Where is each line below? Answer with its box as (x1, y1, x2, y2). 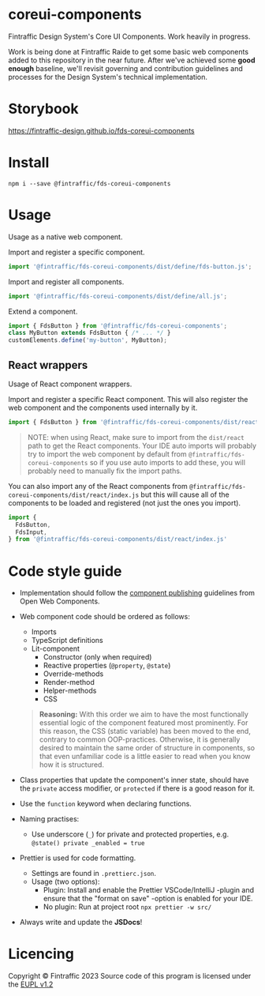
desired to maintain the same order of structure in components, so (39, 743, 255, 753)
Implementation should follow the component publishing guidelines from (19, 588, 255, 598)
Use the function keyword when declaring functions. (19, 799, 192, 809)
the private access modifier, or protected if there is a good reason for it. (19, 784, 255, 793)
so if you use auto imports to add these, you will (89, 457, 246, 467)
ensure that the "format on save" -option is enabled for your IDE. (43, 894, 254, 904)
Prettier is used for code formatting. (19, 853, 136, 863)
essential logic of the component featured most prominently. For (39, 718, 248, 727)
